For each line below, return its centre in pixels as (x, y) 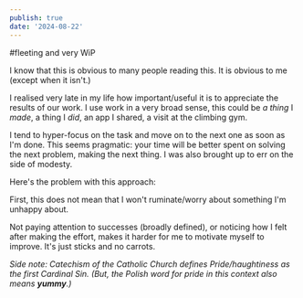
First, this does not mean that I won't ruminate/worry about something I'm (148, 199)
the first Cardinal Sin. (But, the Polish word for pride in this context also (143, 273)
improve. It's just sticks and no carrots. (83, 246)
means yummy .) (41, 283)
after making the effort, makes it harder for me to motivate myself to (137, 236)
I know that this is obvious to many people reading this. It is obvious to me (148, 70)
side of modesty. (41, 164)
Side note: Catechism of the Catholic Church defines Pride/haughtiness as (150, 264)
